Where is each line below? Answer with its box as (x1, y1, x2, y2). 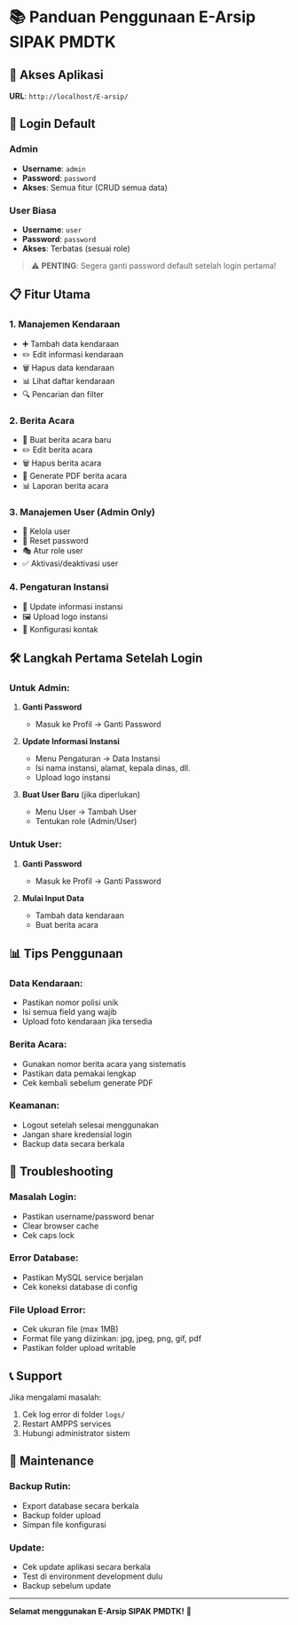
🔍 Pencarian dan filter (21, 389, 105, 399)
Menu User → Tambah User (35, 806, 137, 817)
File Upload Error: (9, 1303, 86, 1315)
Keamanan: (9, 1099, 60, 1111)
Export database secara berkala (21, 1500, 139, 1511)
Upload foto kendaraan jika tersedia (21, 1017, 153, 1027)
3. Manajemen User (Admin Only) (9, 506, 155, 518)
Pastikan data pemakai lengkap (21, 1068, 137, 1079)
